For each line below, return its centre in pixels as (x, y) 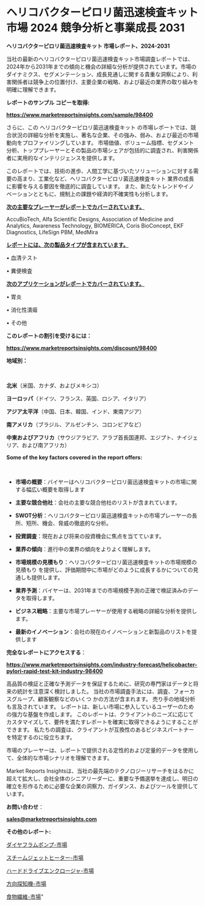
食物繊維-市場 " (25, 896)
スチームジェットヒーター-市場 (45, 858)
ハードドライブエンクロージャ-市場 (50, 871)
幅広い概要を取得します (56, 489)
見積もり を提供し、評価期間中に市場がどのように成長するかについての (104, 570)
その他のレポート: (29, 831)
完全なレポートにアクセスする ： (46, 652)
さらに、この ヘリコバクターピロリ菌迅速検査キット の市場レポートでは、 (99, 127)
